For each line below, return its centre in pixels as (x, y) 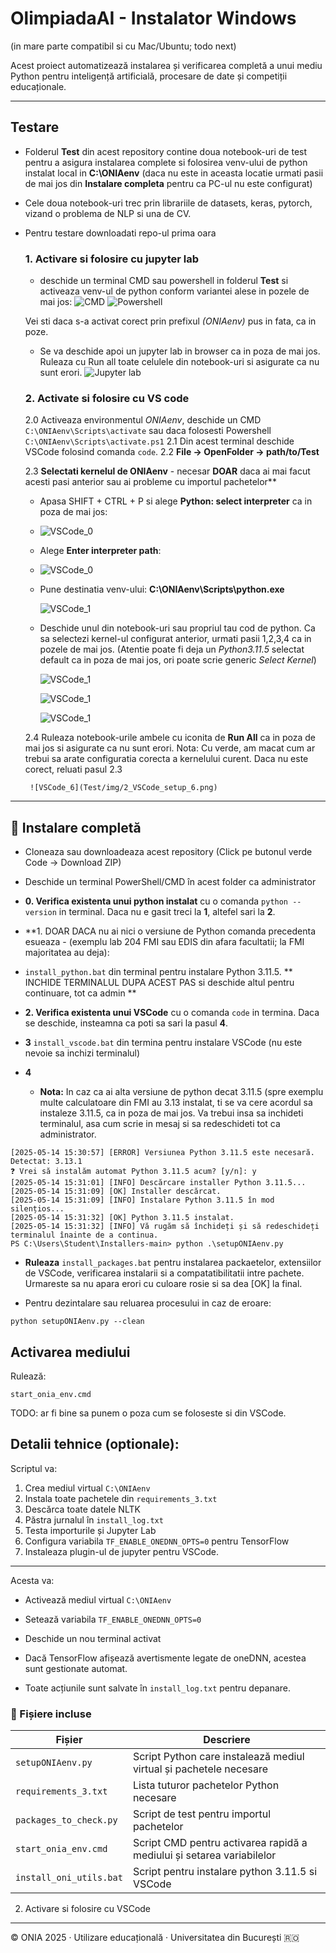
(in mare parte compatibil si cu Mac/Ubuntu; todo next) (123, 46)
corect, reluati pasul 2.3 (73, 769)
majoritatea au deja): (67, 953)
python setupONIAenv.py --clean (77, 1322)
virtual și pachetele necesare (200, 1769)
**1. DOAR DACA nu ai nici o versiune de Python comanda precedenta (170, 931)
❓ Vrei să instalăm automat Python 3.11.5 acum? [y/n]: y (133, 1172)
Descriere (227, 1740)
